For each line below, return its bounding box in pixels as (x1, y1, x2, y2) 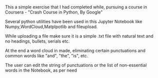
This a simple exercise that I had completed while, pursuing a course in (5, 4, 147, 10)
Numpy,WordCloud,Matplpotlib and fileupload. (5, 24, 98, 30)
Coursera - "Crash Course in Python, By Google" (5, 9, 103, 15)
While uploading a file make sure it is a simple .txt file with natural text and (5, 33, 154, 39)
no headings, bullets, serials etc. (5, 38, 70, 44)
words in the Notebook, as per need (5, 67, 77, 73)
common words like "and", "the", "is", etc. (5, 53, 88, 59)
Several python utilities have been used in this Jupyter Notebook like (5, 19, 142, 24)
